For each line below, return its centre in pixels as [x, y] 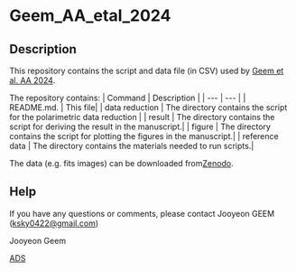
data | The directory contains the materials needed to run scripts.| [132, 146]
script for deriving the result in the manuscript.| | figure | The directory [140, 127]
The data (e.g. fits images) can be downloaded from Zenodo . [121, 163]
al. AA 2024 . [32, 80]
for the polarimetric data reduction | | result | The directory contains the [142, 117]
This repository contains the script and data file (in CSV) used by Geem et [147, 70]
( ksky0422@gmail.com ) [54, 223]
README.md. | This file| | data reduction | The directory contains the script [148, 108]
